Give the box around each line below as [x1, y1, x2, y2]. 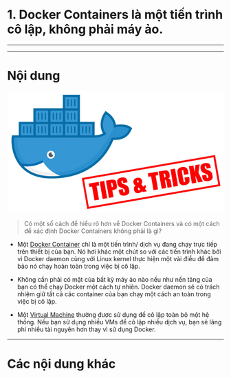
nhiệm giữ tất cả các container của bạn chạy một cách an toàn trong [16, 290, 211, 298]
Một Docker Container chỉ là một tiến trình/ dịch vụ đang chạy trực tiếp [16, 241, 218, 249]
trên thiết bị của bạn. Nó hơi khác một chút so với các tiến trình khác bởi [16, 247, 221, 256]
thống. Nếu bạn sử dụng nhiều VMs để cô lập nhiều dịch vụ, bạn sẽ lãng [16, 318, 222, 326]
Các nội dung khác [7, 356, 116, 371]
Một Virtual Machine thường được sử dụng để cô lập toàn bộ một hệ [16, 311, 210, 319]
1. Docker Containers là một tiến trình [7, 7, 223, 23]
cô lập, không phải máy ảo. [7, 21, 164, 37]
